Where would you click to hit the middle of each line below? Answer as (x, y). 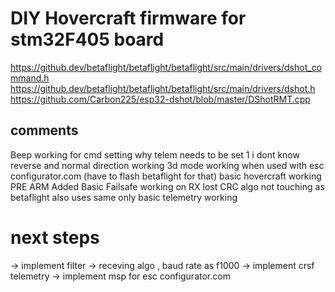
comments (44, 130)
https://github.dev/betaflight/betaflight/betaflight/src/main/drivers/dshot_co (166, 67)
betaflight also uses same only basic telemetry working (124, 197)
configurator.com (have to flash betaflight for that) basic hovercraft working (166, 176)
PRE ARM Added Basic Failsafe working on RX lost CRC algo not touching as (167, 186)
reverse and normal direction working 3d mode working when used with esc (167, 165)
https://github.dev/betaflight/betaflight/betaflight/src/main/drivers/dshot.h (163, 88)
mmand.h (30, 78)
